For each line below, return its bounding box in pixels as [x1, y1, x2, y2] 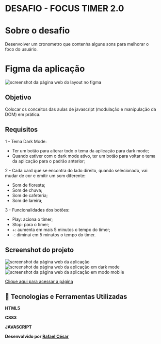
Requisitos [5, 126, 38, 134]
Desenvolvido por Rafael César [5, 333, 69, 340]
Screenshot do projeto [5, 246, 74, 254]
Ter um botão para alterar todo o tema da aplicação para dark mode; [12, 147, 149, 153]
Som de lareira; [12, 197, 43, 203]
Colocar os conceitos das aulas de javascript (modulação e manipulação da [5, 106, 156, 112]
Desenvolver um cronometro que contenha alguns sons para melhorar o [5, 41, 149, 47]
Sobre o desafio [5, 25, 70, 36]
